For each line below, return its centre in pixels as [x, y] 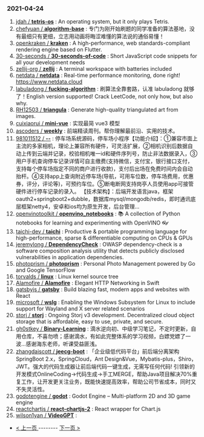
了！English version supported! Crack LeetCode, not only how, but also [104, 97]
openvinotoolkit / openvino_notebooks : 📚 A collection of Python [98, 214]
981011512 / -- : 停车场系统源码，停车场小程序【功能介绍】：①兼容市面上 [107, 139]
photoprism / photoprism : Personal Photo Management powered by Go [105, 264]
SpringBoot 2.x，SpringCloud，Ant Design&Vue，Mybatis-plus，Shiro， [106, 359]
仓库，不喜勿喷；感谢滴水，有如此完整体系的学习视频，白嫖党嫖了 [103, 337]
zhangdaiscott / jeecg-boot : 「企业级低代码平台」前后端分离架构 [97, 352]
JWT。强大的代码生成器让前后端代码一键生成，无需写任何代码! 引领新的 [105, 367]
